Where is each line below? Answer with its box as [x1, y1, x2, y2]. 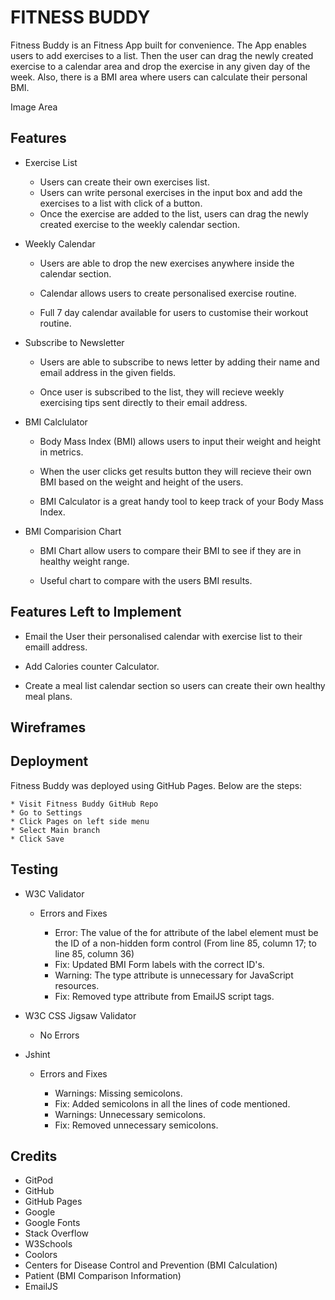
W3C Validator [24, 887, 85, 900]
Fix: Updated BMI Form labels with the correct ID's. [54, 958, 265, 970]
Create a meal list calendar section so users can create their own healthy [24, 679, 326, 691]
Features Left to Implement [10, 604, 182, 621]
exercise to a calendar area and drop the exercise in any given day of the [10, 60, 311, 72]
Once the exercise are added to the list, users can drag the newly [39, 207, 309, 220]
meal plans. [24, 690, 73, 702]
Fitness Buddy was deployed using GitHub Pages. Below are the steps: [10, 779, 303, 791]
